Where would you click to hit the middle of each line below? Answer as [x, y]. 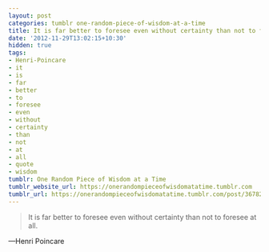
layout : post [30, 16]
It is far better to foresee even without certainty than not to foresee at [142, 217]
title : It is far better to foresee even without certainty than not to [132, 30]
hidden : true [30, 46]
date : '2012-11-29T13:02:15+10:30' [68, 38]
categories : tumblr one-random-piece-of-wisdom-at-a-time [107, 23]
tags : [17, 53]
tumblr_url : [28, 194]
